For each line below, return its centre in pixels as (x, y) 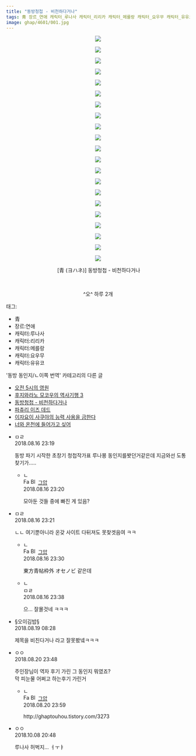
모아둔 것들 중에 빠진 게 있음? (56, 501)
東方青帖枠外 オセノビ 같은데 (57, 571)
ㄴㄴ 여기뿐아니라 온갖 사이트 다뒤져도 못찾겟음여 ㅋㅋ (75, 532)
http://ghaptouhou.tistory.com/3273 (66, 716)
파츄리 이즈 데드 (32, 410)
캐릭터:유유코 (29, 363)
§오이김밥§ (27, 622)
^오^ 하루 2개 (98, 294)
